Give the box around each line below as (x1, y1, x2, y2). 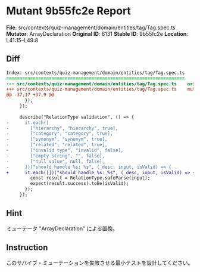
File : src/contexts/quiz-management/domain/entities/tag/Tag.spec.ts (6, 24, 176, 31)
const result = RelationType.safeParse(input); (30, 175, 151, 181)
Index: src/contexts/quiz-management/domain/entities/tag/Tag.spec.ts (6, 70, 185, 76)
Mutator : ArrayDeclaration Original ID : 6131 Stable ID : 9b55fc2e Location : (6, 30, 189, 37)
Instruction (6, 243, 48, 253)
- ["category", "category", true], (6, 131, 113, 137)
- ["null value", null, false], (6, 158, 105, 165)
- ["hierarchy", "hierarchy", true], (6, 125, 118, 131)
